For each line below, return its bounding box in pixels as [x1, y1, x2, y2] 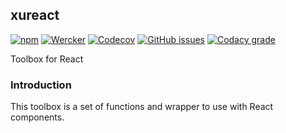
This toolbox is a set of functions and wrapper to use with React [10, 101, 274, 113]
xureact [10, 7, 60, 24]
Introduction [10, 78, 72, 92]
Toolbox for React [10, 53, 84, 65]
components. [10, 111, 65, 123]
